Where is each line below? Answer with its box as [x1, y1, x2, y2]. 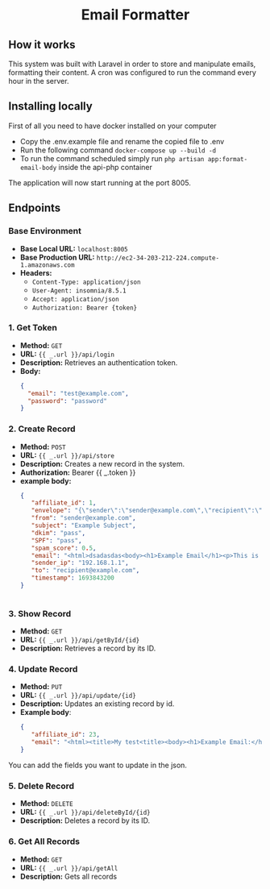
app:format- [207, 155, 248, 163]
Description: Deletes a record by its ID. [19, 816, 151, 825]
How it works [8, 38, 76, 52]
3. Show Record [8, 608, 72, 619]
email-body [19, 164, 57, 172]
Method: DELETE [19, 799, 74, 808]
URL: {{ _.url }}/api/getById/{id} [19, 635, 140, 645]
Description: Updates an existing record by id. [19, 699, 175, 708]
